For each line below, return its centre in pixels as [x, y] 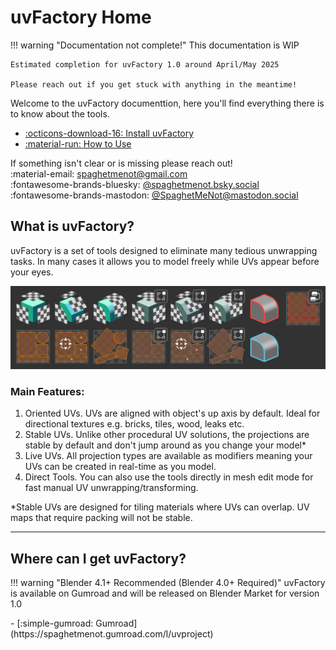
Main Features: [47, 392]
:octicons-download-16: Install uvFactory [109, 133]
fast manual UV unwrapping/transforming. [111, 488]
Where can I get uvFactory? [98, 558]
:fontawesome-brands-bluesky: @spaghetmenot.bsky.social [135, 184]
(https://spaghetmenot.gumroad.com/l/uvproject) [112, 634]
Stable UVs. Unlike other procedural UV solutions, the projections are [167, 435]
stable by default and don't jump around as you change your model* [165, 445]
